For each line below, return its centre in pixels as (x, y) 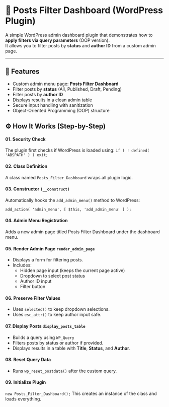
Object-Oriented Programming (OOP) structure (61, 110)
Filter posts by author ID (38, 94)
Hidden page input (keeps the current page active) (72, 270)
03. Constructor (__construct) (37, 189)
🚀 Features (22, 72)
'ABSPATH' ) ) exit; (27, 155)
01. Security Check (26, 139)
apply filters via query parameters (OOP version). (57, 40)
